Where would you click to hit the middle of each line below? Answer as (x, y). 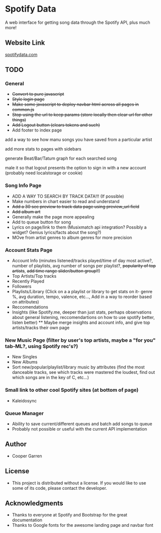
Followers (22, 286)
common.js (23, 110)
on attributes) (26, 302)
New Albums (25, 362)
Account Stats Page (29, 250)
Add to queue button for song (42, 222)
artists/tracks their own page (41, 328)
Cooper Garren (27, 456)
